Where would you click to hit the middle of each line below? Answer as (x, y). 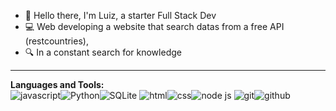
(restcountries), (56, 41)
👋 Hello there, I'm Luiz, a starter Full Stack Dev (120, 15)
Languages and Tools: (57, 84)
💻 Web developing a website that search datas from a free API (154, 26)
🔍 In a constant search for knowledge (103, 52)
